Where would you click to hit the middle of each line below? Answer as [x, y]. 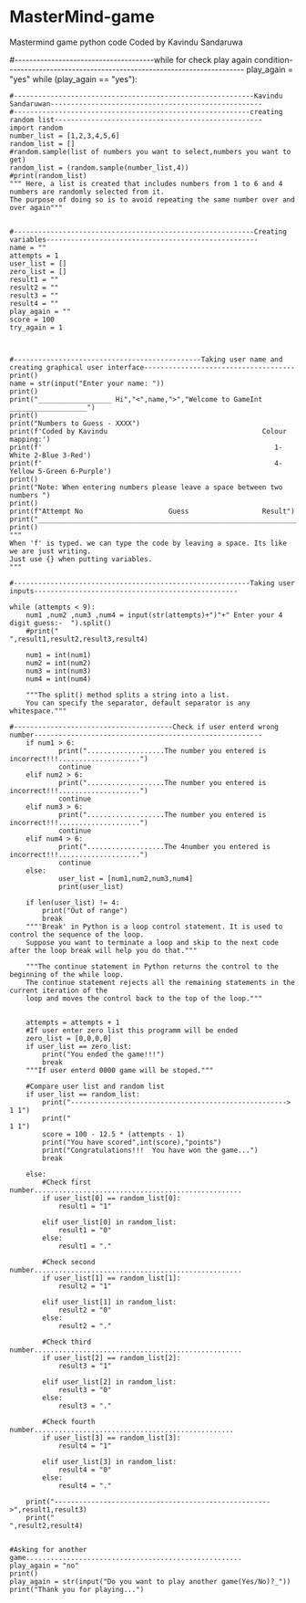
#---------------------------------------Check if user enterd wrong [144, 727]
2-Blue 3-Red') [62, 455]
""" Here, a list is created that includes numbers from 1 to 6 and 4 [146, 183]
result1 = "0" [85, 1230]
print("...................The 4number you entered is [164, 846]
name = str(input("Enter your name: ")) [87, 383]
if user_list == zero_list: [79, 1046]
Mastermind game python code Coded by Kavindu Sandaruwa [126, 42]
